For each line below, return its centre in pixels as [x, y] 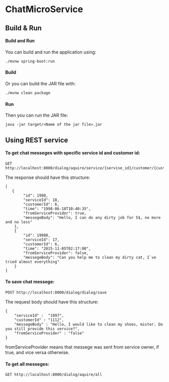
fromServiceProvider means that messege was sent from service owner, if [82, 347]
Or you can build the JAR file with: [40, 83]
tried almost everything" [32, 262]
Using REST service [37, 140]
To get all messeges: [27, 364]
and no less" [19, 222]
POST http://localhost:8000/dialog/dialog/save [56, 292]
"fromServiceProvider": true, [55, 213]
